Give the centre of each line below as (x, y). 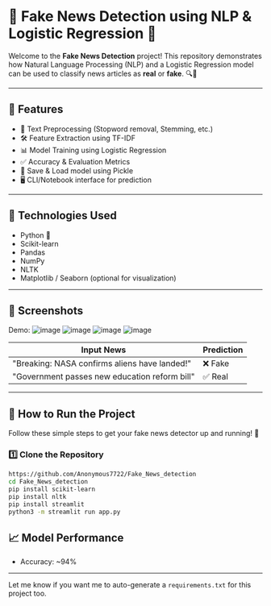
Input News (104, 350)
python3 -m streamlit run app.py (65, 512)
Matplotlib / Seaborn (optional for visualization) (98, 278)
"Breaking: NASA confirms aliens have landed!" (102, 363)
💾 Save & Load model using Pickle (77, 170)
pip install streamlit (46, 504)
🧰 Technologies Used (63, 216)
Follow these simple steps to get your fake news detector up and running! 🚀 (134, 434)
